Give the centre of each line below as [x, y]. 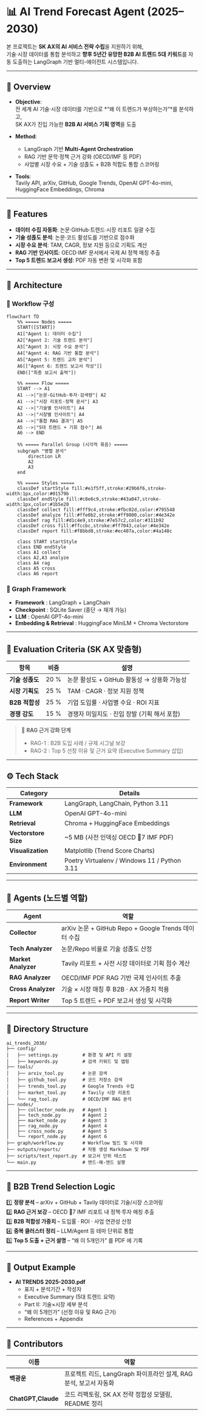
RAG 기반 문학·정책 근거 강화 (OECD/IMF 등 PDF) [83, 157]
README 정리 [84, 1404]
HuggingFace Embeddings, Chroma [60, 189]
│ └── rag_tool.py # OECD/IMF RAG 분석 [69, 1099]
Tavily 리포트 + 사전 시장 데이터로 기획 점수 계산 [126, 963]
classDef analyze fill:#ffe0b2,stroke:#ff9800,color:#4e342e [96, 515]
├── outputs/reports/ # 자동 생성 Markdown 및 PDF [78, 1149]
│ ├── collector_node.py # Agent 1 [57, 1110]
